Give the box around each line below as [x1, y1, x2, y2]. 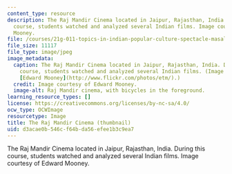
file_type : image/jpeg [7, 49, 72, 56]
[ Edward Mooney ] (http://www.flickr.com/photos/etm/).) [19, 74, 181, 81]
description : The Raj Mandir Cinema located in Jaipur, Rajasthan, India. [7, 17, 227, 23]
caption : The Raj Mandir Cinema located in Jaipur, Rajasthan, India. [13, 61, 221, 68]
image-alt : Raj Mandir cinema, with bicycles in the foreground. [13, 87, 206, 94]
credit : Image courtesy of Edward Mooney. [13, 81, 137, 88]
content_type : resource [7, 10, 76, 17]
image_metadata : [7, 55, 54, 62]
